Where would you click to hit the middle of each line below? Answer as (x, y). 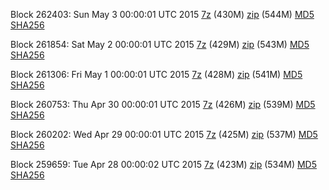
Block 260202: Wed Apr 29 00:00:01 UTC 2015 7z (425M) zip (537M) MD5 (164, 134)
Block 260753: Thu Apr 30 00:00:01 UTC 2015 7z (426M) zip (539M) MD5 (163, 104)
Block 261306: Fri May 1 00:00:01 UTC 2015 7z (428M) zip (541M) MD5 (156, 74)
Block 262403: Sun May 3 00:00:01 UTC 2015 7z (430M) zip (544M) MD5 (162, 14)
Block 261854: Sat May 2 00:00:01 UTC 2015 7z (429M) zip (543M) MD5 (160, 44)
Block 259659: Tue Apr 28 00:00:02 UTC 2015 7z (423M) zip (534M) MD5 (164, 164)
